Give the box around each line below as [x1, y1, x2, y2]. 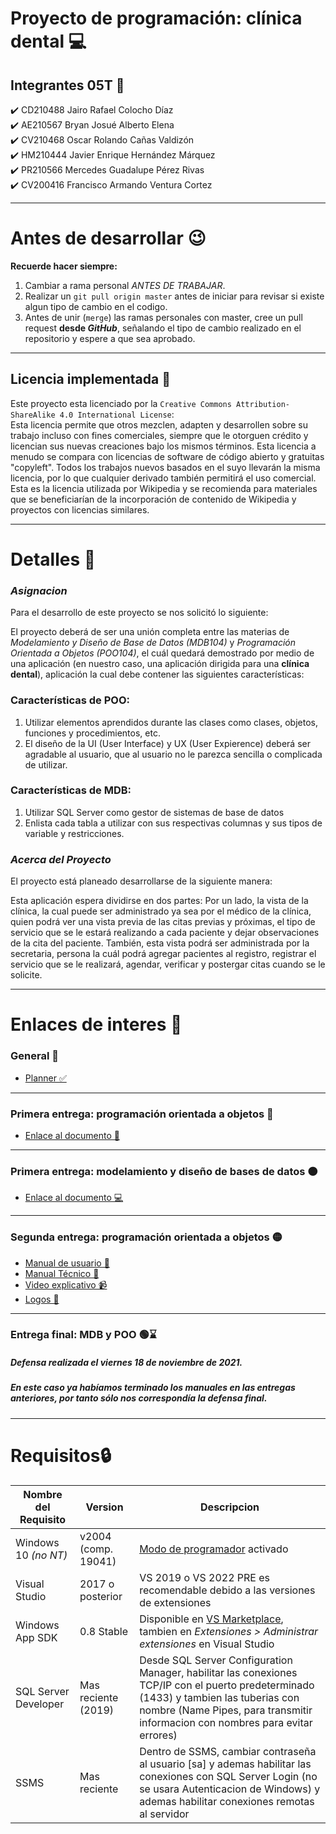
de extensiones [139, 1595, 212, 1609]
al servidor [139, 1807, 190, 1821]
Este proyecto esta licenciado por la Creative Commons [10, 397, 232, 409]
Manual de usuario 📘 [24, 1257, 110, 1269]
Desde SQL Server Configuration [139, 1653, 293, 1667]
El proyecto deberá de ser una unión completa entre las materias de [10, 626, 290, 638]
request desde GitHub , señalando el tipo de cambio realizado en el [24, 322, 302, 334]
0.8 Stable [79, 1624, 128, 1638]
